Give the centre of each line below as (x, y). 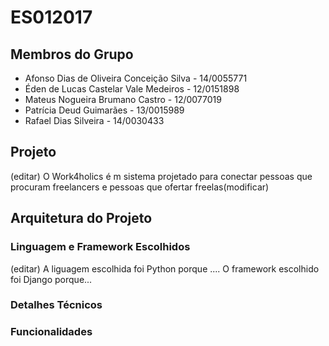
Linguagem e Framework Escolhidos (100, 247)
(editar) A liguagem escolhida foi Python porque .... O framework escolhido (165, 268)
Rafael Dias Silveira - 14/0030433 (94, 120)
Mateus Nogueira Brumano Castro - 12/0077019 (123, 99)
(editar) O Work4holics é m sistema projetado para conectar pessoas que (161, 176)
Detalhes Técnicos (56, 305)
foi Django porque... (51, 279)
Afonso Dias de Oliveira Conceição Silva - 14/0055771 (136, 78)
